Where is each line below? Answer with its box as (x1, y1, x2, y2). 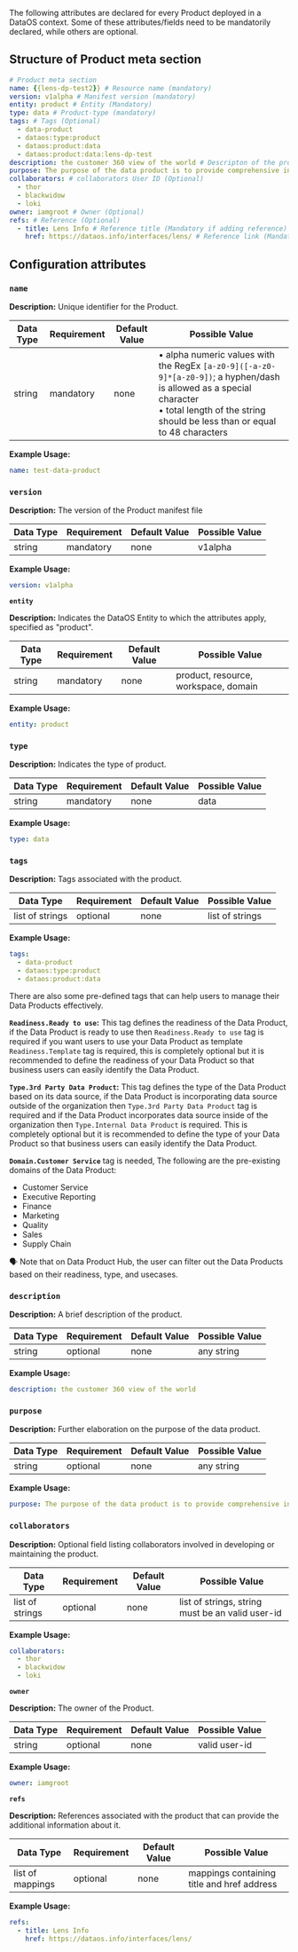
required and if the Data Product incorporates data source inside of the (9, 1109, 269, 1121)
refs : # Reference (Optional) (9, 216, 122, 224)
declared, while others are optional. (9, 27, 139, 36)
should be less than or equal (158, 415, 277, 427)
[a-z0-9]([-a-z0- (202, 361, 277, 371)
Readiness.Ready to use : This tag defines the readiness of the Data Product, (9, 1017, 288, 1027)
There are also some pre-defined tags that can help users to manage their (9, 990, 280, 1001)
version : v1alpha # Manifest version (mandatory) (9, 92, 197, 101)
